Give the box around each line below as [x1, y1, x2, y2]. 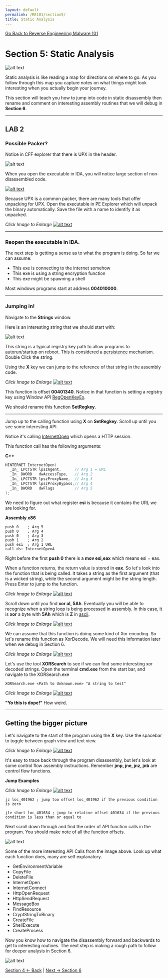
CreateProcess [12, 927, 43, 933]
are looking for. [5, 505, 36, 511]
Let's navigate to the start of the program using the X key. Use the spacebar [5, 732, 162, 738]
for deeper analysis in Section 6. [5, 948, 72, 954]
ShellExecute [12, 922, 39, 928]
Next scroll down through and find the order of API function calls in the [5, 823, 151, 829]
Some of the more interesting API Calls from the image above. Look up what [5, 848, 161, 854]
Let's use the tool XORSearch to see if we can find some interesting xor [5, 660, 153, 666]
